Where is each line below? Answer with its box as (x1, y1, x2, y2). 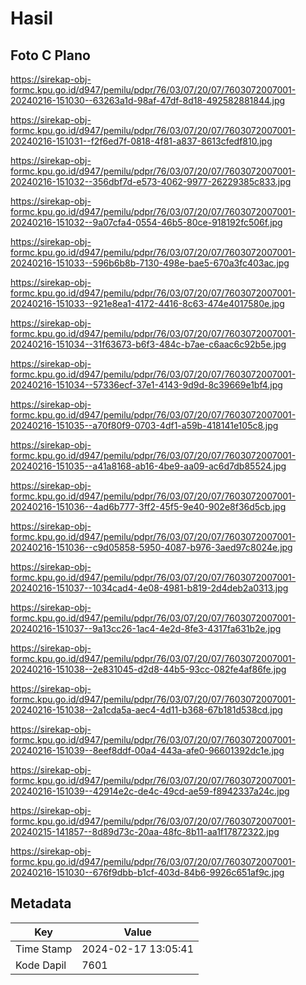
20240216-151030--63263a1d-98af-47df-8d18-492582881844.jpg (10, 95, 286, 106)
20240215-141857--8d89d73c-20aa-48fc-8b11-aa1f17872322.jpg (10, 826, 280, 837)
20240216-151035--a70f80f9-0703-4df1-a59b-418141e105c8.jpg (10, 420, 279, 431)
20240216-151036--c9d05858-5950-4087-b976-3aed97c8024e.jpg (10, 542, 293, 553)
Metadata (10, 895, 72, 912)
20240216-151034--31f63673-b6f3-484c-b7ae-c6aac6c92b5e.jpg (10, 338, 287, 350)
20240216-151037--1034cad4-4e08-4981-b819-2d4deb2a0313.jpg (10, 582, 289, 594)
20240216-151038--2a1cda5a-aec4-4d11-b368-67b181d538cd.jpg (10, 704, 283, 716)
